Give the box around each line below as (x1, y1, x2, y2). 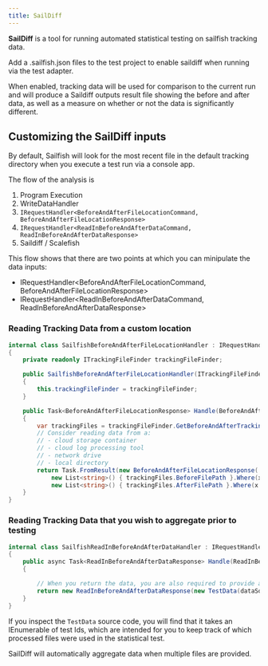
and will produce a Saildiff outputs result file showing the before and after (8, 89, 250, 100)
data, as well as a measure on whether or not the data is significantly (8, 98, 235, 108)
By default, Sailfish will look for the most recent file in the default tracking (8, 151, 250, 160)
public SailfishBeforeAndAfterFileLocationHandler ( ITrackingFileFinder (22, 370, 266, 379)
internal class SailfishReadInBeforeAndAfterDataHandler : (8, 543, 209, 551)
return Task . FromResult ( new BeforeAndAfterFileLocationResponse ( (37, 466, 259, 475)
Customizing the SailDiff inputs (8, 130, 167, 144)
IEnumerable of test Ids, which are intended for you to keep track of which (8, 625, 252, 634)
